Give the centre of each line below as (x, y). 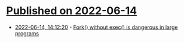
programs (27, 33)
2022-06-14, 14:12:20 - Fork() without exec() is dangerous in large (96, 27)
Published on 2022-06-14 (72, 11)
